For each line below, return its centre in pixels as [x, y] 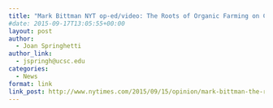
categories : [28, 69]
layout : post [30, 31]
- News [27, 76]
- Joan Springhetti [49, 46]
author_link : [30, 54]
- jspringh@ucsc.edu [50, 62]
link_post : [27, 91]
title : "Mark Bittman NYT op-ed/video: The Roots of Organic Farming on [134, 16]
